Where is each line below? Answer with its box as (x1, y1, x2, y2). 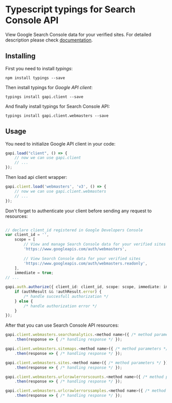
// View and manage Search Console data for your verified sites (24, 242, 166, 247)
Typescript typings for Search (5, 4, 136, 15)
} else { (14, 298, 33, 304)
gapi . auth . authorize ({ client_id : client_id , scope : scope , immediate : (5, 285, 161, 290)
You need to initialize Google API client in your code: (5, 140, 116, 147)
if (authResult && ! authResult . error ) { (14, 289, 102, 294)
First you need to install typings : (5, 65, 73, 71)
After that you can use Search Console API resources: (5, 322, 119, 329)
